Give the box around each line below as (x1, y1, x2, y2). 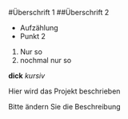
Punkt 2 (19, 32, 46, 41)
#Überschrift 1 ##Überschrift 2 (8, 8, 110, 17)
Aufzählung (19, 23, 58, 32)
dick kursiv (8, 71, 46, 80)
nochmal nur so (19, 56, 72, 65)
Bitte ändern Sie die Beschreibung (8, 102, 122, 111)
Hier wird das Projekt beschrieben (8, 86, 121, 96)
